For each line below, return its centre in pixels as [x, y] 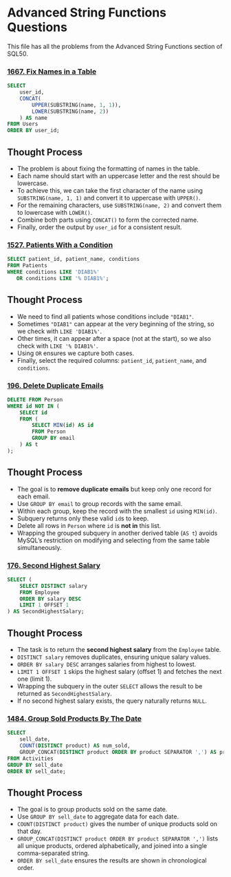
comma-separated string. [53, 853]
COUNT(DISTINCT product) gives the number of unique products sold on [117, 824]
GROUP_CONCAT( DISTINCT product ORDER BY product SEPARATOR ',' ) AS [118, 752]
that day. [30, 832]
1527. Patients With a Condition [60, 244]
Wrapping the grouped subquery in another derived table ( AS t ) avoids [117, 533]
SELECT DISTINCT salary [54, 586]
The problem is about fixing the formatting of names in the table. [108, 169]
